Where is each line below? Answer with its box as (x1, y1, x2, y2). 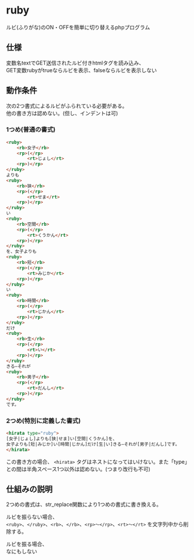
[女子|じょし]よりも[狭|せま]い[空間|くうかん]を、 (6, 435, 118, 441)
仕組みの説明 (6, 484, 53, 494)
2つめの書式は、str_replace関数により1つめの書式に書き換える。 (6, 501, 162, 508)
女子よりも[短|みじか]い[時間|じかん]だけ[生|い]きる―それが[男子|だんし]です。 (6, 441, 180, 447)
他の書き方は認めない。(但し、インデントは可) (6, 109, 119, 116)
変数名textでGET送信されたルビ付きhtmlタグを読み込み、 (6, 59, 145, 66)
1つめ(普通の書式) (6, 126, 56, 134)
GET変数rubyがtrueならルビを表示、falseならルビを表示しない (6, 66, 157, 73)
